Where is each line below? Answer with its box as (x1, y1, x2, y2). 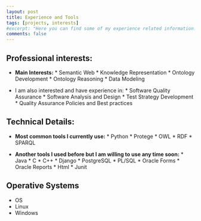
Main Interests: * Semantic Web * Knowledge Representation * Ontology (14, 69, 195, 76)
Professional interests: (6, 53, 93, 63)
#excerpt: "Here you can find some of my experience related (6, 25, 162, 32)
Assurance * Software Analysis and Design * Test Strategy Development (14, 93, 194, 100)
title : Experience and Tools (6, 14, 79, 20)
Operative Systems (6, 180, 80, 191)
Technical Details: (6, 117, 75, 127)
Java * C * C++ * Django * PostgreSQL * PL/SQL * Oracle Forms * (14, 156, 180, 164)
